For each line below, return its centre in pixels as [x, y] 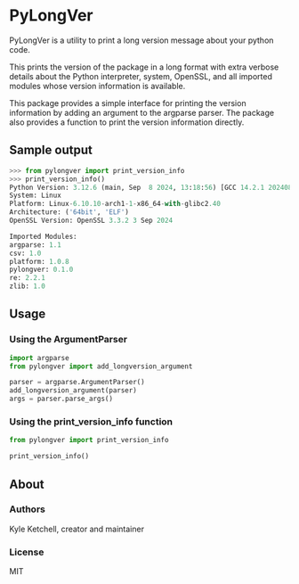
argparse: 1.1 [36, 245]
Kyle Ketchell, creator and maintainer [77, 529]
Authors [28, 509]
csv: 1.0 [25, 253]
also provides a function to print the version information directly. [127, 122]
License [27, 552]
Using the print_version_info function [91, 422]
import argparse [39, 358]
